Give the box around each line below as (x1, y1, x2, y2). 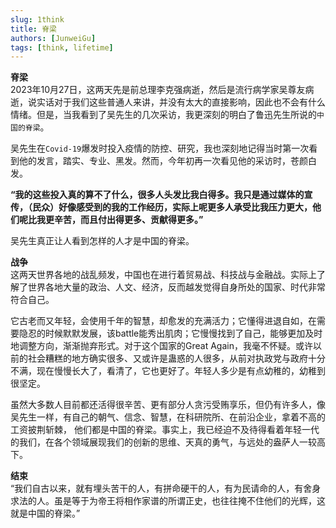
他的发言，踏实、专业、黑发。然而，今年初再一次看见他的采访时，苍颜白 (18, 155, 317, 167)
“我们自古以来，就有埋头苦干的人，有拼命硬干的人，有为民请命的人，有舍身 (10, 482, 322, 495)
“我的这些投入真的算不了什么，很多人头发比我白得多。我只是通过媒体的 (10, 189, 305, 201)
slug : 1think (10, 14, 65, 25)
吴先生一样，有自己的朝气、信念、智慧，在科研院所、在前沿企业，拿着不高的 (10, 411, 326, 423)
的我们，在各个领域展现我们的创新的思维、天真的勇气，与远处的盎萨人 (10, 436, 300, 448)
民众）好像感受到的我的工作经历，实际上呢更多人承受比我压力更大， (31, 201, 313, 213)
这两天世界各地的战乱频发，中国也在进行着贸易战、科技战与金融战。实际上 (10, 269, 317, 281)
